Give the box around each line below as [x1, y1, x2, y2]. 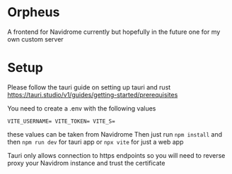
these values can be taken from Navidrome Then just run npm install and [7, 130, 223, 138]
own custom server [7, 35, 64, 43]
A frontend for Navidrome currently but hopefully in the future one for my [7, 27, 221, 36]
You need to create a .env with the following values [7, 104, 156, 113]
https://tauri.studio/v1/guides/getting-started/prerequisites [7, 90, 178, 99]
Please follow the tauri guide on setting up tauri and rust [7, 82, 171, 92]
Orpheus [7, 4, 60, 20]
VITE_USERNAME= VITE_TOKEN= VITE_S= [7, 118, 115, 125]
